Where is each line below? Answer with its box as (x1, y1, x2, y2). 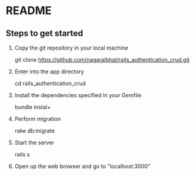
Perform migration (14, 116, 61, 122)
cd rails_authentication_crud (14, 80, 86, 87)
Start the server (14, 139, 55, 146)
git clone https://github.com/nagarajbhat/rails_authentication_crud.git (14, 56, 190, 63)
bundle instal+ (14, 103, 51, 111)
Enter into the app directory (14, 68, 84, 75)
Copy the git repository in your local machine (14, 44, 129, 51)
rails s (14, 151, 30, 158)
